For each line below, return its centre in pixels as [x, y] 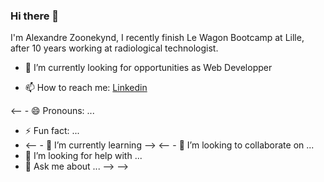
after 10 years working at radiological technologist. [114, 48]
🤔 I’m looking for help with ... [83, 156]
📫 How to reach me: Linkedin [86, 88]
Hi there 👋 [35, 16]
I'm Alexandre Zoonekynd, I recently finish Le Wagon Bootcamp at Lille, [157, 38]
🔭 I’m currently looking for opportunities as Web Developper [148, 68]
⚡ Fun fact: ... [52, 131]
